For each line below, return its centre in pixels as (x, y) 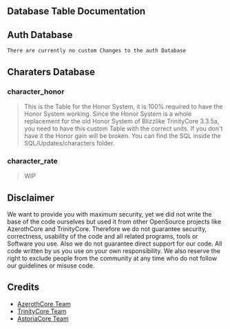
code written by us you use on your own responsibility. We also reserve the (114, 251)
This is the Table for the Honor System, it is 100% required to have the (123, 106)
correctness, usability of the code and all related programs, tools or (103, 236)
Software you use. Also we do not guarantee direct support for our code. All (115, 243)
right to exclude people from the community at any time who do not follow (112, 258)
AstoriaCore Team (43, 318)
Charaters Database (51, 72)
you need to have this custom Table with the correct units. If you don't (123, 128)
